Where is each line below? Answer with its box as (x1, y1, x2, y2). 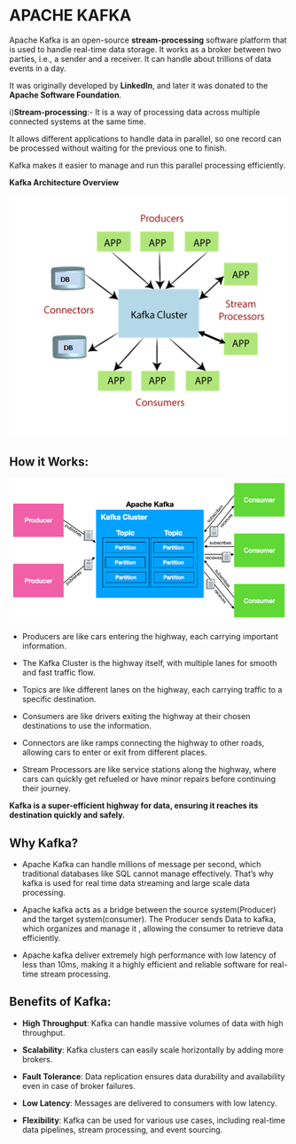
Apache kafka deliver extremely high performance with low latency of (21, 950, 277, 960)
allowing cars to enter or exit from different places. (21, 747, 207, 758)
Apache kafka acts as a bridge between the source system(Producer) (21, 905, 277, 915)
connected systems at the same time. (9, 116, 146, 127)
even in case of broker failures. (21, 1080, 136, 1091)
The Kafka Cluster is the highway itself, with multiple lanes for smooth (21, 658, 277, 669)
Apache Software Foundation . (9, 90, 122, 100)
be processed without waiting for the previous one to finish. (9, 143, 228, 153)
